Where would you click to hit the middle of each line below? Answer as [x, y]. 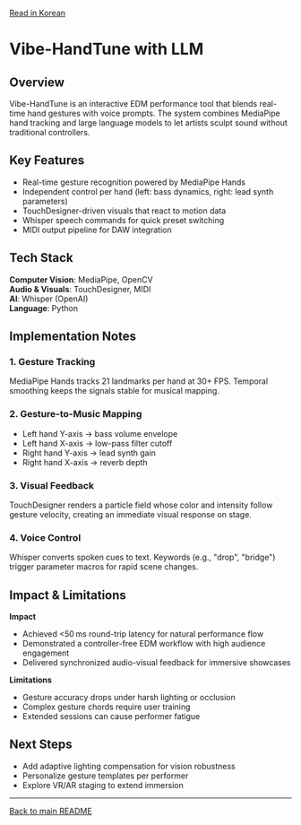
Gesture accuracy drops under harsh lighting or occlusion [129, 698]
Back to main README [51, 811]
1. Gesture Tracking [52, 361]
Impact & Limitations [68, 595]
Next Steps [41, 745]
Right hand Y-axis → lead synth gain [89, 453]
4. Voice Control [45, 537]
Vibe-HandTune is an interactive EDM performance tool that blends [133, 104]
